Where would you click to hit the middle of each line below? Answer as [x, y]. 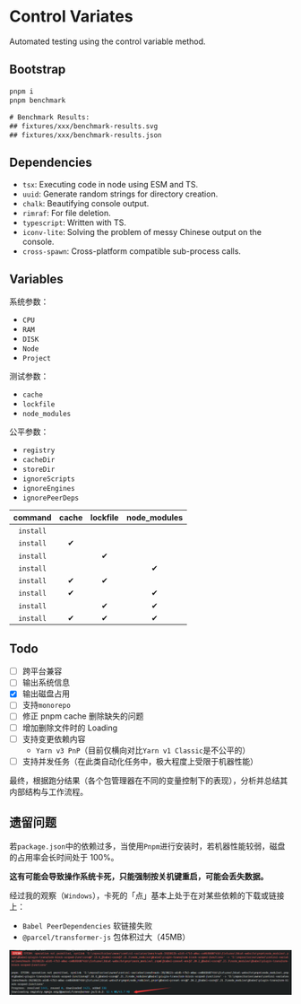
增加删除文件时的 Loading [70, 728]
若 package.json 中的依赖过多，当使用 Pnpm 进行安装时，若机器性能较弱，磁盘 [147, 846]
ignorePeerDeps [51, 498]
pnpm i [21, 92]
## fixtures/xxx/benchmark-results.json [86, 135]
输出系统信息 [46, 683]
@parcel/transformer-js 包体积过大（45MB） [106, 937]
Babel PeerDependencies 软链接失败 [87, 925]
